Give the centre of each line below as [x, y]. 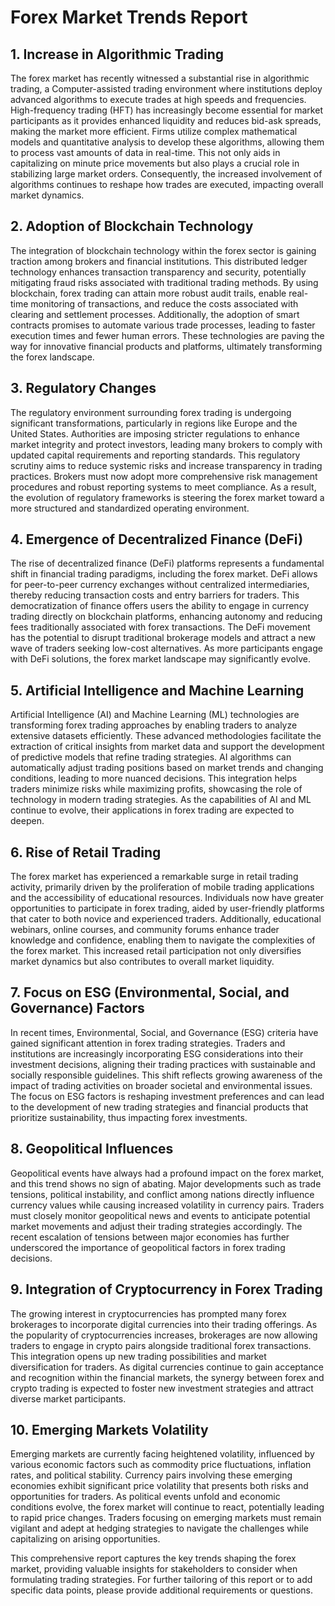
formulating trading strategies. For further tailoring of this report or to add [161, 1580]
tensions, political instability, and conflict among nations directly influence [162, 1194]
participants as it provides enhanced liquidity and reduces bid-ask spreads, [166, 120]
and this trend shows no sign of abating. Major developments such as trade [166, 1183]
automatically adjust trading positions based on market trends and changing [167, 768]
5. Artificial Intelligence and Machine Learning [157, 690]
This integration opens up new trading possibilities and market [138, 1356]
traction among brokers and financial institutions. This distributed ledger [159, 261]
